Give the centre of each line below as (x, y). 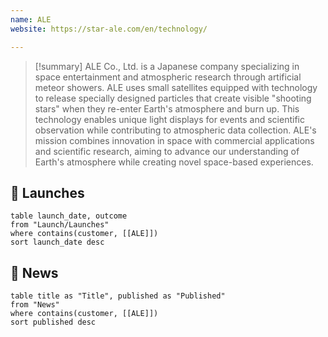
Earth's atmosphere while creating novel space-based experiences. (174, 162)
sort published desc (53, 322)
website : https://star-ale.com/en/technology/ (109, 29)
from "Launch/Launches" (60, 225)
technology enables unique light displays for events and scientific (169, 119)
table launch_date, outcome (69, 216)
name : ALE (31, 19)
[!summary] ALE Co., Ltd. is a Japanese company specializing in (167, 66)
